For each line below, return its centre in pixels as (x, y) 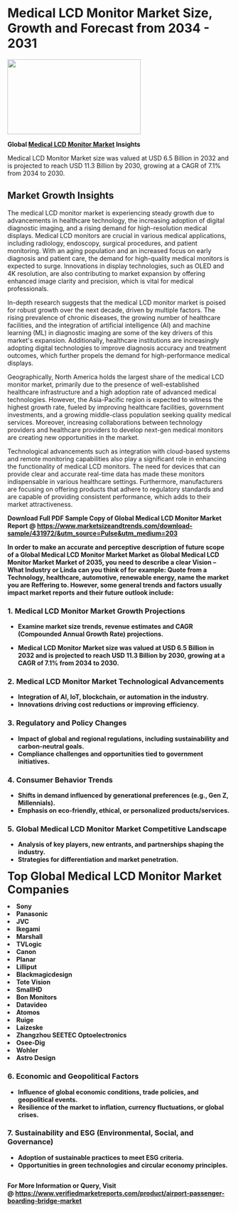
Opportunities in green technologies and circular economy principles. (123, 1165)
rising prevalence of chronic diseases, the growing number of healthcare (114, 317)
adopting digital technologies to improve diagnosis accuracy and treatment (117, 348)
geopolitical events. (48, 1099)
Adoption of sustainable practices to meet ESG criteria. (101, 1157)
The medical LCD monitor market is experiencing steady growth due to (111, 212)
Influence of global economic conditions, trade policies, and (108, 1092)
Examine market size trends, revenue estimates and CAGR (105, 627)
